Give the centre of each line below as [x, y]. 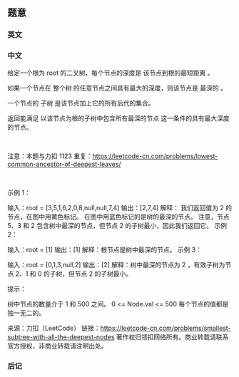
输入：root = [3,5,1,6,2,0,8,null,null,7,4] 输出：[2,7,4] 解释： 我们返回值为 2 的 [119, 207]
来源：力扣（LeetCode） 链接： [54, 328]
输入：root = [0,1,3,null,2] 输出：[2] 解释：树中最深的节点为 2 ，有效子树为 [116, 264]
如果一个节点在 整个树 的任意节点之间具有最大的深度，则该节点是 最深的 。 [117, 88]
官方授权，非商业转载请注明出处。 [57, 346]
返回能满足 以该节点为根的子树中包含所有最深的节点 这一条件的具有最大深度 [118, 118]
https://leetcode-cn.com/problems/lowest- [155, 156]
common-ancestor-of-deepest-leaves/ [64, 164]
